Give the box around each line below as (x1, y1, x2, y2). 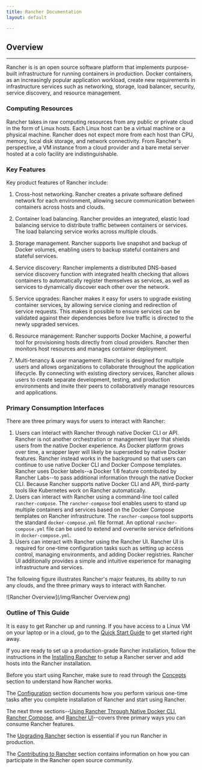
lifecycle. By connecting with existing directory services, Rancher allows (14, 369, 194, 377)
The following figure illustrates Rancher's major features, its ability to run (6, 575, 186, 582)
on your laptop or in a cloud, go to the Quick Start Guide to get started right (6, 628, 192, 636)
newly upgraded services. (14, 320, 80, 327)
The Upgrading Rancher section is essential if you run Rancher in (6, 732, 167, 739)
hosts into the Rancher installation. (6, 660, 92, 667)
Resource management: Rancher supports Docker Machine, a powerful (14, 332, 191, 339)
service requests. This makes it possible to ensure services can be (14, 308, 180, 315)
